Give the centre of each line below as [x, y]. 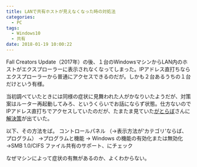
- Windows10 [26, 34]
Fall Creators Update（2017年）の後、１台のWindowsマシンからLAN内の [94, 62]
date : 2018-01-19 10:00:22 [39, 45]
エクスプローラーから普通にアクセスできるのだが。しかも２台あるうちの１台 [98, 76]
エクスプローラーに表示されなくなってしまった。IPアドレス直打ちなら [106, 69]
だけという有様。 [27, 83]
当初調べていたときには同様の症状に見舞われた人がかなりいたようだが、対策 [98, 96]
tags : [13, 28]
